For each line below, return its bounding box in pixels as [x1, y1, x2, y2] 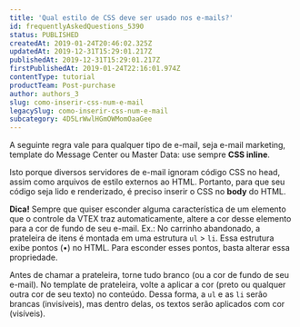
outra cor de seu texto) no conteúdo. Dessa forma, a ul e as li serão [9, 289, 268, 300]
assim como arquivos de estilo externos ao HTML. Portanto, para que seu [9, 176, 285, 187]
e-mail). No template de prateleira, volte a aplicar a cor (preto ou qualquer [9, 279, 286, 291]
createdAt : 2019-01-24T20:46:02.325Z [9, 38, 153, 48]
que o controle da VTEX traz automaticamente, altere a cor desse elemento [9, 213, 292, 224]
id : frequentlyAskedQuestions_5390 [9, 22, 145, 31]
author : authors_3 [9, 89, 79, 98]
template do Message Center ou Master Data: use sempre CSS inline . [9, 149, 271, 160]
